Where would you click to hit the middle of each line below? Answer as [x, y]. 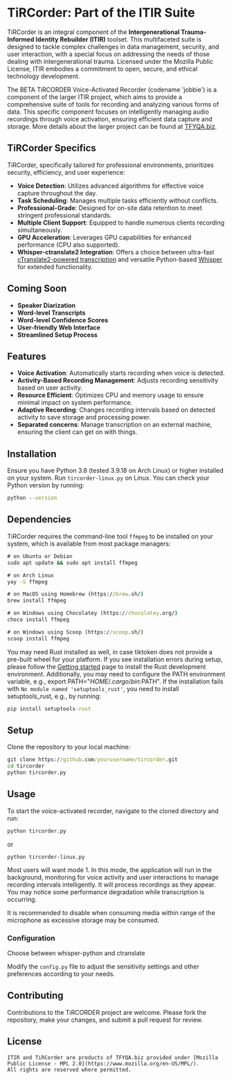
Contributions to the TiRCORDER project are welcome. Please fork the [107, 1012]
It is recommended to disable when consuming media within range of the [111, 912]
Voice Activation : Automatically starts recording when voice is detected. [121, 373]
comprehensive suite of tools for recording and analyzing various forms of [113, 104]
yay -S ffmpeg [28, 582]
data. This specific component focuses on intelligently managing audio [108, 112]
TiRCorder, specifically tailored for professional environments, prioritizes [110, 165]
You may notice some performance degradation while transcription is [106, 891]
